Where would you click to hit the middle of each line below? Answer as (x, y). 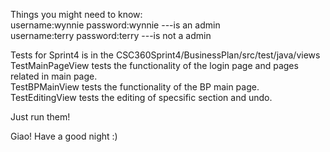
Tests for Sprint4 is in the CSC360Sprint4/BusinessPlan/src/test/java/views (165, 55)
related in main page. (54, 76)
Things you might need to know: (76, 14)
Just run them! (40, 117)
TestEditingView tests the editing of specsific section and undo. (141, 97)
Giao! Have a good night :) (64, 136)
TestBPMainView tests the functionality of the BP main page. (135, 87)
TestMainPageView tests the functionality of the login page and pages (154, 65)
